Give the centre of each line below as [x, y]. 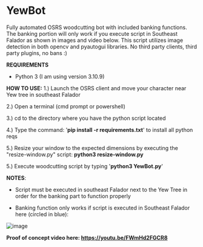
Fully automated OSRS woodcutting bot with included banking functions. [97, 27]
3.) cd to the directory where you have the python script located [86, 118]
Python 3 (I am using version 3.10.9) [60, 76]
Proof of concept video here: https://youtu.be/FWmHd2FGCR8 [87, 237]
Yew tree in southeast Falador [43, 94]
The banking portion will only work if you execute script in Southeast [92, 33]
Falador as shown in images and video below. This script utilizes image [95, 40]
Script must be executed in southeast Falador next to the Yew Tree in [101, 189]
